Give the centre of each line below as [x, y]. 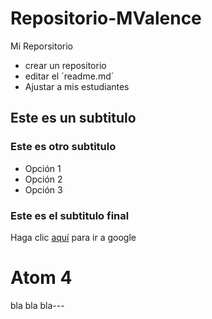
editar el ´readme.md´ [69, 76]
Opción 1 [43, 168]
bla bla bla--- [37, 305]
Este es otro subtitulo [63, 147]
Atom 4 [41, 278]
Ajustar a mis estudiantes [77, 86]
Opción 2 [43, 179]
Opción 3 [43, 189]
